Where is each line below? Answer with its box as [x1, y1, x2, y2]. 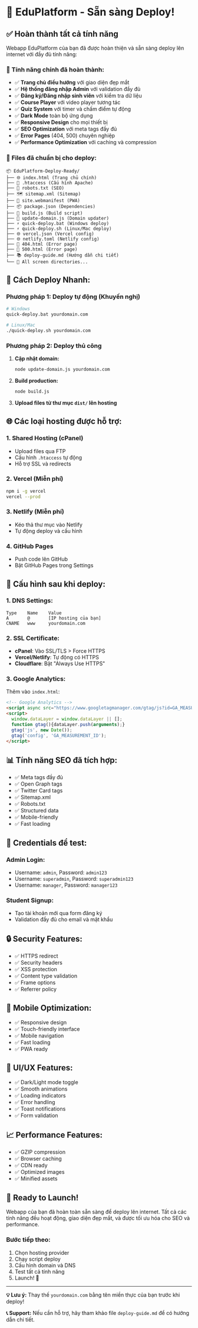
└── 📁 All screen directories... [6, 259, 88, 265]
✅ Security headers [14, 959, 63, 966]
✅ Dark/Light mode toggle [14, 1078, 78, 1086]
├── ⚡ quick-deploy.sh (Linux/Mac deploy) [6, 226, 112, 232]
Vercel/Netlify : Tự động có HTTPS [14, 654, 99, 661]
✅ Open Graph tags [14, 780, 63, 787]
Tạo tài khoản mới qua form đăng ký [14, 910, 103, 917]
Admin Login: [6, 855, 45, 864]
